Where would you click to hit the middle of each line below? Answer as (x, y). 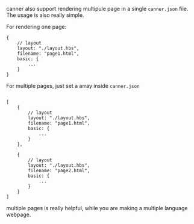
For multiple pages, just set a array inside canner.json (73, 86)
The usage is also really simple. (45, 15)
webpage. (19, 214)
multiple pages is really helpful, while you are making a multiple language (97, 208)
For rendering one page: (36, 27)
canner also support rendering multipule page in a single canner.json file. (97, 9)
